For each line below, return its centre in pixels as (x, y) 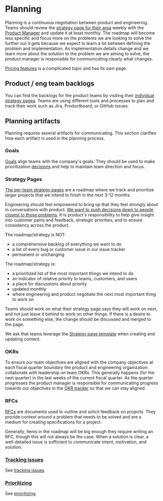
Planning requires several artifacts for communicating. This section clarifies (81, 133)
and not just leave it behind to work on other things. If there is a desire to (78, 314)
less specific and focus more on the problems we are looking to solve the (78, 38)
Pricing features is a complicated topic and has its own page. (66, 68)
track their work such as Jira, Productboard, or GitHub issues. (67, 105)
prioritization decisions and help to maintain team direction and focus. (75, 167)
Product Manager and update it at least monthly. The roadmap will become (80, 33)
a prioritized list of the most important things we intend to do (73, 273)
